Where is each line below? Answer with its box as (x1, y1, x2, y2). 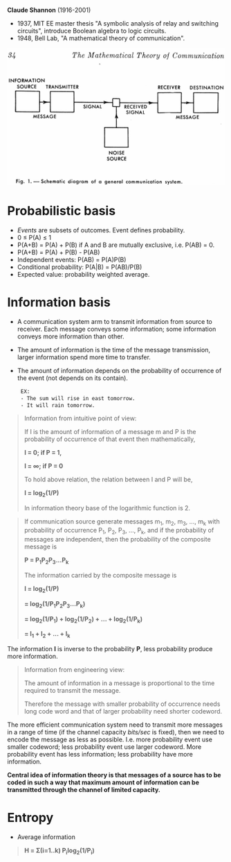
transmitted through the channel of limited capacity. (7, 786, 160, 794)
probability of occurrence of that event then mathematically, (24, 435, 196, 443)
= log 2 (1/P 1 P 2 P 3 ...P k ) (24, 599, 86, 610)
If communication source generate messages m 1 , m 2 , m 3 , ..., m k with (24, 517, 220, 527)
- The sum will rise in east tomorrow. (20, 395, 136, 402)
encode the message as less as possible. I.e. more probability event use (7, 735, 213, 744)
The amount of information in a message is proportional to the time (24, 679, 215, 687)
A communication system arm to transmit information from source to (17, 317, 213, 325)
